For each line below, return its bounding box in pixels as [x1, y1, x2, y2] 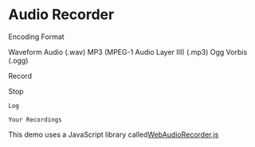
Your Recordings [8, 115, 62, 124]
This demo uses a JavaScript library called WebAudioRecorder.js [8, 130, 219, 139]
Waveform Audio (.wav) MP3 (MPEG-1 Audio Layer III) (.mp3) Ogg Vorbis [8, 47, 248, 56]
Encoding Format [8, 32, 65, 41]
